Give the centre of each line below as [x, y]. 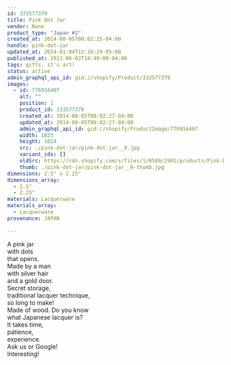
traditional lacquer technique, [49, 295]
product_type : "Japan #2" [44, 33]
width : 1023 [36, 135]
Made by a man [29, 266]
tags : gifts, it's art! [41, 65]
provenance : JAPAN [33, 218]
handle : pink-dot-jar [38, 45]
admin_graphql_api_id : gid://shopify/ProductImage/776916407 [109, 129]
